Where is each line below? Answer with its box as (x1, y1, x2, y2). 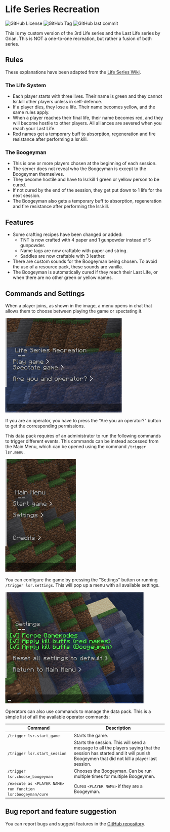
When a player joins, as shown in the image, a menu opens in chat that (5, 302, 153, 308)
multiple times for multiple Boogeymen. (74, 773, 155, 779)
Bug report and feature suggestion (5, 807, 117, 816)
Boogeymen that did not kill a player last (74, 756, 157, 762)
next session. (12, 192, 40, 199)
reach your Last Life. (12, 126, 56, 132)
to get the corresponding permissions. (5, 423, 85, 429)
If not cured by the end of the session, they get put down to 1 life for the (12, 187, 162, 193)
